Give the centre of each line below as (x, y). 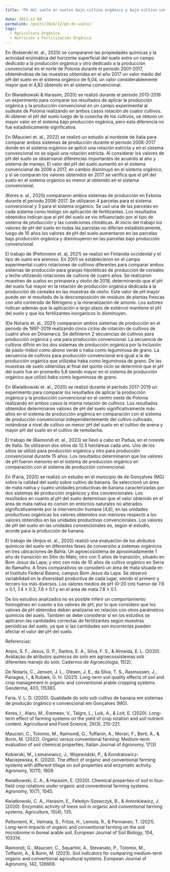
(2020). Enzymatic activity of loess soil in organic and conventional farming (84, 806)
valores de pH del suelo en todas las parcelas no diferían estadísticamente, (83, 228)
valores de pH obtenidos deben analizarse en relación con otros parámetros (84, 610)
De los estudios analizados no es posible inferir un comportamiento (75, 599)
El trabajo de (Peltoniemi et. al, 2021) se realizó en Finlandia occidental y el (83, 254)
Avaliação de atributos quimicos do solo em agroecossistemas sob (75, 657)
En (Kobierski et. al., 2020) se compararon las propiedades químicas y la (81, 52)
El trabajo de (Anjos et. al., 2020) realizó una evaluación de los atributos (80, 541)
